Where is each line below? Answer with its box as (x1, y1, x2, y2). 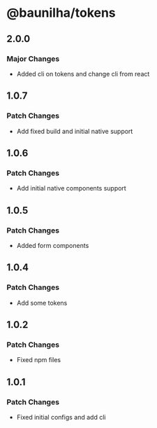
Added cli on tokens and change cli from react (16, 69, 150, 78)
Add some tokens (16, 298, 68, 307)
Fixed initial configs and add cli (16, 413, 106, 421)
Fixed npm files (16, 356, 61, 364)
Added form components (16, 241, 89, 249)
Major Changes (6, 54, 60, 64)
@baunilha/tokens (6, 5, 116, 21)
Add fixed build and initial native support (16, 127, 133, 135)
